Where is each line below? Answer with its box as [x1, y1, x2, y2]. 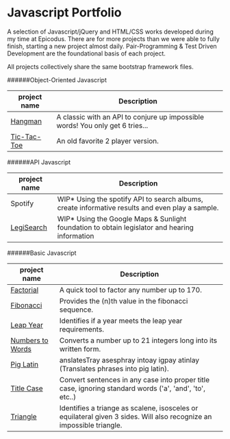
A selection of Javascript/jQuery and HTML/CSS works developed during [7, 27, 214, 36]
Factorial [10, 285, 39, 294]
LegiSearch [10, 223, 48, 232]
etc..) [59, 392, 77, 401]
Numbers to [10, 336, 49, 345]
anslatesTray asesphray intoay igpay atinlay [59, 355, 200, 364]
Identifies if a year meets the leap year [59, 316, 183, 325]
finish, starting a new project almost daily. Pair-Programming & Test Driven [7, 42, 217, 50]
